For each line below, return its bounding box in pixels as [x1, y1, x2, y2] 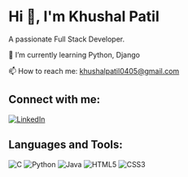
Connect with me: [8, 93, 101, 106]
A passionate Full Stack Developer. [8, 34, 125, 44]
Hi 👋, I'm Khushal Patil [8, 7, 160, 26]
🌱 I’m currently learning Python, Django [8, 50, 141, 59]
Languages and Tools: [8, 138, 124, 152]
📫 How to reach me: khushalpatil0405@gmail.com [8, 66, 180, 76]
